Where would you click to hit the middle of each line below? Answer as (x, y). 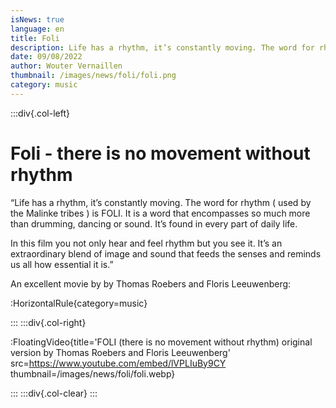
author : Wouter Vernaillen (66, 66)
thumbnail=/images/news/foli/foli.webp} (93, 373)
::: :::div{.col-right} (48, 322)
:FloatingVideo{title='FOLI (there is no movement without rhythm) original (161, 342)
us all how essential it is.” (62, 264)
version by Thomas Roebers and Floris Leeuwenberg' (120, 352)
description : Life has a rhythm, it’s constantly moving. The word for (162, 47)
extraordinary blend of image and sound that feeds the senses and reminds (166, 253)
